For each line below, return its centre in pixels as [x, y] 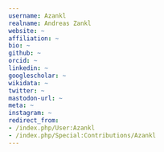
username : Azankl [37, 16]
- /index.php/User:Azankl [51, 128]
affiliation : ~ [34, 38]
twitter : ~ [27, 90]
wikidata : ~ [28, 83]
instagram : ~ [30, 113]
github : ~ [25, 53]
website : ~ [27, 31]
